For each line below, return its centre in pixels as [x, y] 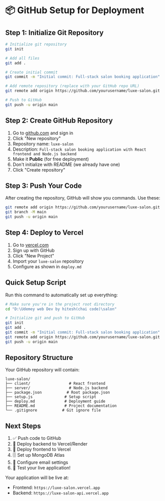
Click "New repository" [37, 138]
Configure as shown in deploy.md [47, 266]
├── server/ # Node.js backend [57, 388]
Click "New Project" [33, 256]
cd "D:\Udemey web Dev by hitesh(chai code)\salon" [61, 309]
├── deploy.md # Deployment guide [55, 401]
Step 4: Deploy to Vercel [44, 233]
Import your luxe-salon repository [48, 261]
